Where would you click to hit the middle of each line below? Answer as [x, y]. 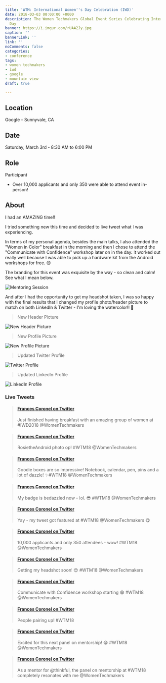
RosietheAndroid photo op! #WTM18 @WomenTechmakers [77, 448]
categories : [17, 51]
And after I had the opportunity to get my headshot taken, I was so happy [80, 297]
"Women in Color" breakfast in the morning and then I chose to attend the [80, 247]
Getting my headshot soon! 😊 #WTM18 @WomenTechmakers [80, 570]
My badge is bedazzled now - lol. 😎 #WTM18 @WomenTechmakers [86, 498]
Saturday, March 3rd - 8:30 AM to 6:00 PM [49, 147]
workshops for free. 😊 [28, 263]
